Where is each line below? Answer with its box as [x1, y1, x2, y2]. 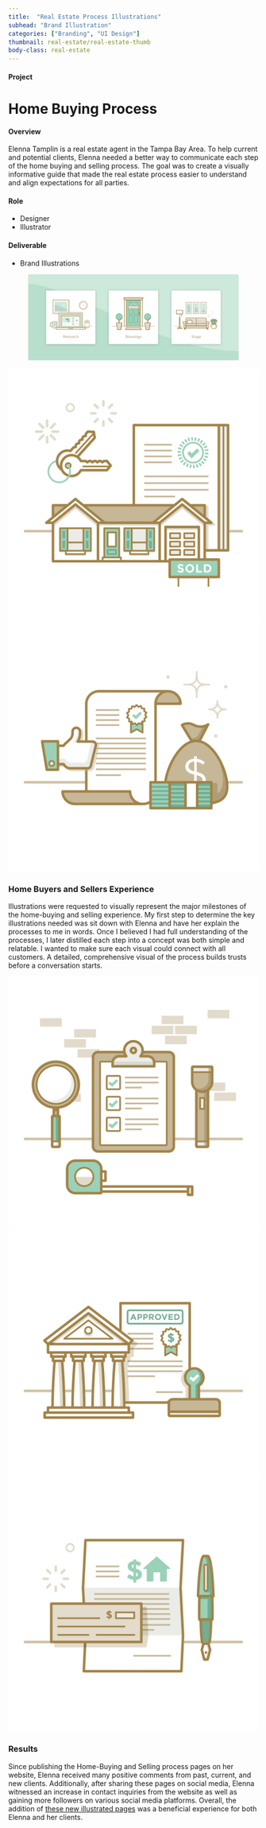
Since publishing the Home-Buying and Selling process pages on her [8, 1761, 234, 1771]
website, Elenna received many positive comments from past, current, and [8, 1770, 252, 1779]
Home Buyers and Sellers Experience [8, 883, 155, 895]
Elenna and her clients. [8, 1812, 83, 1822]
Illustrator [19, 223, 52, 232]
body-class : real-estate [8, 46, 91, 55]
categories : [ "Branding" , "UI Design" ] [8, 29, 141, 37]
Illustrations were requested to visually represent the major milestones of [8, 902, 247, 911]
